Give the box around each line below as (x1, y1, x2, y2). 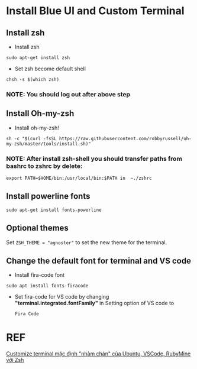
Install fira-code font (14, 271, 65, 279)
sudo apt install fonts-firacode (6, 283, 89, 289)
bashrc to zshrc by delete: (6, 161, 83, 170)
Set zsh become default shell (14, 65, 86, 72)
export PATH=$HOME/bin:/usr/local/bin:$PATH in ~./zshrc (6, 176, 152, 182)
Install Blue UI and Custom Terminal (6, 4, 185, 18)
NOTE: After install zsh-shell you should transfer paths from (6, 154, 182, 163)
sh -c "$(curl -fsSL (6, 135, 57, 141)
